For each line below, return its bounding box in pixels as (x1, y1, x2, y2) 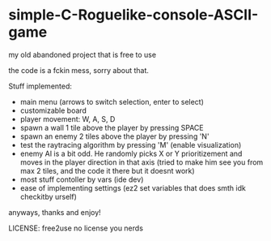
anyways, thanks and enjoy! (8, 207, 101, 217)
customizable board (19, 105, 87, 115)
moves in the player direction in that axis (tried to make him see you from (19, 157, 264, 167)
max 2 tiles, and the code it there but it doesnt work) (19, 166, 196, 175)
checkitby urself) (19, 192, 77, 201)
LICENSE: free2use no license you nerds (8, 223, 144, 233)
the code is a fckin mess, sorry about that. (8, 65, 150, 75)
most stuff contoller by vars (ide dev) (19, 174, 144, 184)
